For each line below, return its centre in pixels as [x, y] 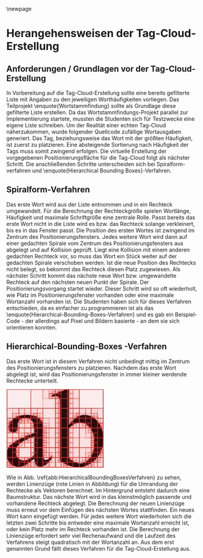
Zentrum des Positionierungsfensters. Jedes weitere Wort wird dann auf [97, 236]
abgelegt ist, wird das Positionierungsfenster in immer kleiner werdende [97, 374]
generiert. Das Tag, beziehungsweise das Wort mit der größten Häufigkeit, [100, 138]
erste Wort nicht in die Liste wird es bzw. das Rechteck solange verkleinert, [101, 224]
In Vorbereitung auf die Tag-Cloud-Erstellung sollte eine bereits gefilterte [98, 93]
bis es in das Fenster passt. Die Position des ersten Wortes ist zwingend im [101, 230]
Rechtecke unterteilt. [33, 381]
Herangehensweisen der [70, 34]
